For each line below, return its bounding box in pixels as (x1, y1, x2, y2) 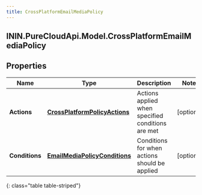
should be (136, 159, 165, 167)
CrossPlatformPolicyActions (47, 108, 130, 116)
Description (136, 79, 171, 87)
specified (136, 111, 164, 120)
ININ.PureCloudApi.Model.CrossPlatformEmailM (6, 31, 192, 42)
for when (136, 144, 162, 152)
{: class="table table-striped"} (6, 182, 81, 189)
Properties (6, 61, 47, 71)
